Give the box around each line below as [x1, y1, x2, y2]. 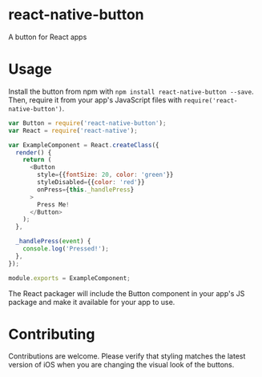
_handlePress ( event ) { [15, 238, 91, 246]
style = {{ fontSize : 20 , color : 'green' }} [37, 170, 174, 179]
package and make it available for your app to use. [8, 297, 175, 307]
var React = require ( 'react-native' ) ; [8, 126, 138, 134]
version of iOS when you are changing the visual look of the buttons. [8, 360, 235, 370]
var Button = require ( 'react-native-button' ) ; [8, 118, 167, 127]
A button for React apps [8, 32, 87, 42]
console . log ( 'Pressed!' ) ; [22, 245, 110, 253]
